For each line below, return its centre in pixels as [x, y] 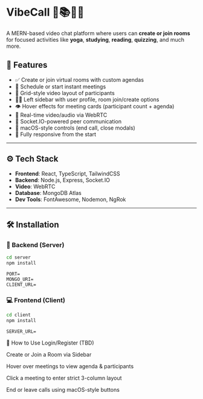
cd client [19, 315]
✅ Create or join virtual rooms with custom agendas [79, 79]
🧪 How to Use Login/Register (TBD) [50, 343]
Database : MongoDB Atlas [48, 193]
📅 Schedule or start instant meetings [60, 87]
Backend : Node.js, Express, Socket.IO [63, 180]
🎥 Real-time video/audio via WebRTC [61, 115]
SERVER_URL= [21, 332]
